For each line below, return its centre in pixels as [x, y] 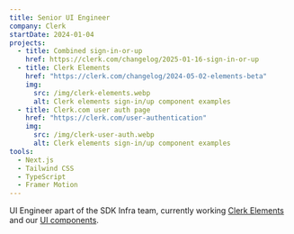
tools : [22, 151]
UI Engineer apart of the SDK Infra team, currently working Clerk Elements [147, 211]
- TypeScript [42, 176]
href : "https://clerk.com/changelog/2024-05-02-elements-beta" [147, 76]
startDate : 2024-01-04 [52, 34]
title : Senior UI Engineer [60, 18]
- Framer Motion [48, 185]
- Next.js [36, 160]
